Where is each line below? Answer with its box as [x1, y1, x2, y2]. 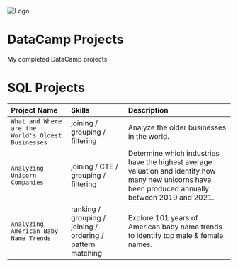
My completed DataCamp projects [7, 55, 108, 63]
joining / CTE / [70, 161, 118, 171]
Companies [11, 178, 44, 186]
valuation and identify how [127, 166, 216, 176]
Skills [70, 105, 90, 115]
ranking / [70, 204, 101, 214]
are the [11, 124, 37, 132]
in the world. [127, 131, 170, 141]
